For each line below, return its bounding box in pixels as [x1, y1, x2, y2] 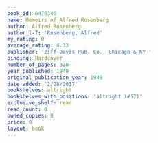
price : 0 [7, 118, 32, 126]
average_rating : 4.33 [7, 42, 69, 49]
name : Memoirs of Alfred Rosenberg [7, 16, 109, 23]
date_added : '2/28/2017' [7, 80, 78, 87]
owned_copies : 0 [7, 112, 54, 119]
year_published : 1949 [7, 67, 69, 74]
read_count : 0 [7, 106, 48, 113]
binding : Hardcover [7, 55, 63, 62]
